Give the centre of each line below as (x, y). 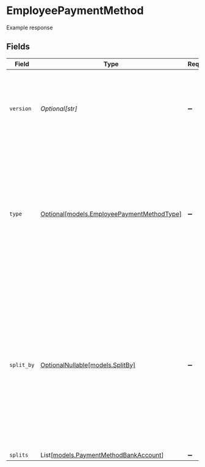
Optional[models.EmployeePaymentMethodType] (111, 214)
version (20, 108)
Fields (18, 47)
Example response (30, 27)
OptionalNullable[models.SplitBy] (88, 365)
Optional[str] (59, 109)
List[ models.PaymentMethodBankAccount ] (102, 455)
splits (19, 455)
